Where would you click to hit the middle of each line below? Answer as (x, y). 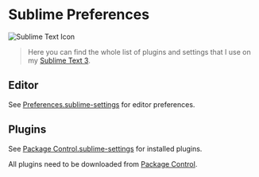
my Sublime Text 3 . (59, 60)
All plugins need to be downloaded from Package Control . (103, 164)
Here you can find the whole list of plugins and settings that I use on (139, 52)
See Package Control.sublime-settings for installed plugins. (105, 148)
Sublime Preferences (79, 15)
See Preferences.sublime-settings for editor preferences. (102, 104)
